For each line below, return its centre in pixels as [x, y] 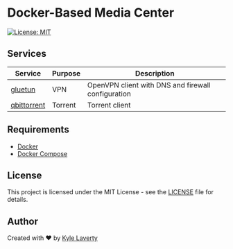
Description [155, 73]
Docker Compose [42, 153]
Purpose [66, 73]
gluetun [23, 89]
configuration [109, 94]
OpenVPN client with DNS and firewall [149, 85]
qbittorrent [28, 105]
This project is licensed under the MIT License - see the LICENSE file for [110, 192]
